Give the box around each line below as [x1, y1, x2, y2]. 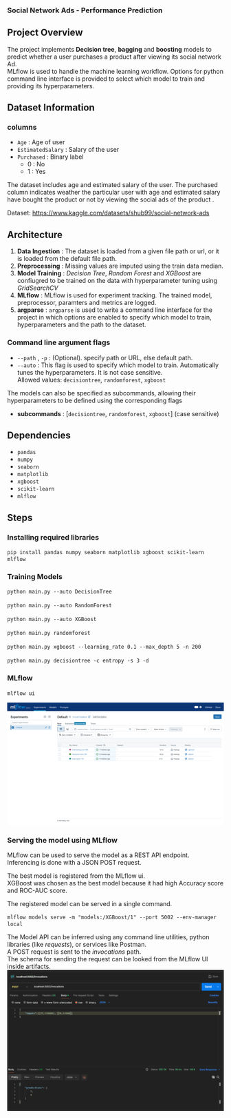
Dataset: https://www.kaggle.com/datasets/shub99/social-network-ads [7, 209, 210, 217]
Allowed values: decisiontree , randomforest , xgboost [16, 375, 166, 384]
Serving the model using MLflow [7, 836, 118, 845]
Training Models [7, 571, 63, 581]
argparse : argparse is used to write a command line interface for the [16, 306, 213, 314]
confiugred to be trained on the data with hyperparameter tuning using [16, 277, 218, 285]
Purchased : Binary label [16, 153, 84, 161]
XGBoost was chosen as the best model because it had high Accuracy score [7, 879, 224, 887]
